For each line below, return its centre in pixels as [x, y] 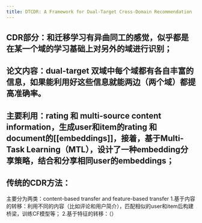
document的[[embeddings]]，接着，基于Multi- [95, 138]
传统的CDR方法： [38, 183]
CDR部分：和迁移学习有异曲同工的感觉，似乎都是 [98, 37]
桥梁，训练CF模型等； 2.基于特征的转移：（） [62, 213]
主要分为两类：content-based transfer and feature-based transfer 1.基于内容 [101, 198]
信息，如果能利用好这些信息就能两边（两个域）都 [97, 82]
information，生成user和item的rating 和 [82, 127]
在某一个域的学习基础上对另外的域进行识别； [89, 49]
